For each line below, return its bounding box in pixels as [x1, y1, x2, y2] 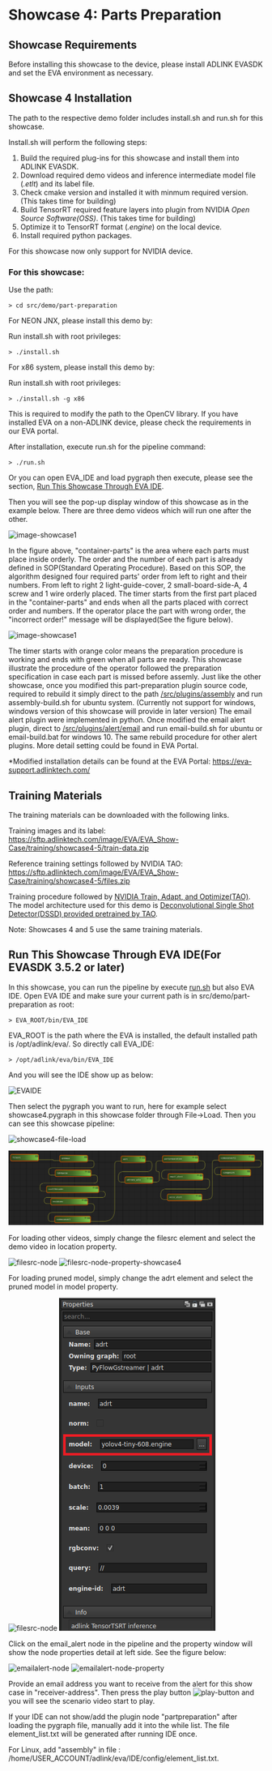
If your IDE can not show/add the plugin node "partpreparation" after [8, 1712, 238, 1722]
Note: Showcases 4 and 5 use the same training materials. [8, 924, 202, 934]
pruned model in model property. [8, 1281, 119, 1291]
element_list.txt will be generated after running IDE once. [8, 1729, 198, 1739]
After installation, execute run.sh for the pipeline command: [8, 442, 206, 451]
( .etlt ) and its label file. [19, 178, 96, 188]
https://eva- [212, 756, 253, 767]
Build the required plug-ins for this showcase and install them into [19, 152, 240, 163]
